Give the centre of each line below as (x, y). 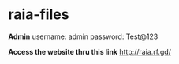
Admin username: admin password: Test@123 (83, 36)
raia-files (39, 15)
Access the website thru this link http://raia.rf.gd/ (90, 51)
